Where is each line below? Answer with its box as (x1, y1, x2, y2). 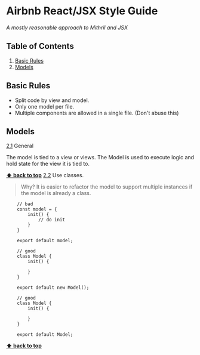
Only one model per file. (14, 103, 75, 110)
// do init (38, 217, 66, 223)
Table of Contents (6, 41, 75, 51)
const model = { (17, 206, 58, 212)
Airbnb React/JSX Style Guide (6, 4, 158, 18)
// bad (17, 201, 33, 207)
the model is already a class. (20, 190, 91, 197)
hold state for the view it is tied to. (6, 160, 90, 168)
